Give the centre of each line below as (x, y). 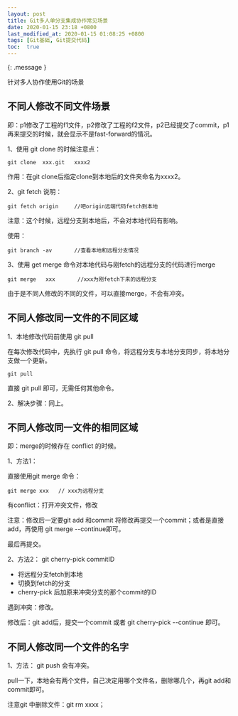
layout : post (27, 14)
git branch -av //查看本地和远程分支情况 (73, 250)
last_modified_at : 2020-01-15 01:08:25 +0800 (76, 34)
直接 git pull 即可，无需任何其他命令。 (63, 388)
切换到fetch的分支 (44, 583)
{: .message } (27, 67)
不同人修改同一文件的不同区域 (73, 318)
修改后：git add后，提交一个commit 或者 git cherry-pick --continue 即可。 (116, 622)
